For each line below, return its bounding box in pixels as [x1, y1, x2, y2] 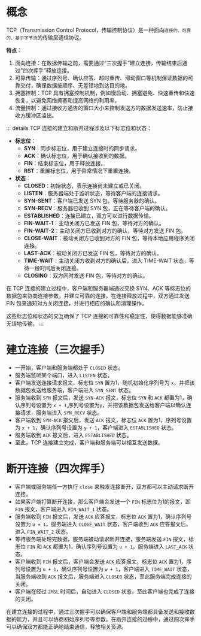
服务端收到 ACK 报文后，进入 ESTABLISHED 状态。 [14, 431, 132, 438]
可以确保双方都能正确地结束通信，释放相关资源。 [6, 623, 127, 630]
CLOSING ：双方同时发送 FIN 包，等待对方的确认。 [23, 272, 148, 279]
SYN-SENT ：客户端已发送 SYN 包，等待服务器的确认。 [23, 197, 160, 204]
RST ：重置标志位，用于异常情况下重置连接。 [23, 167, 135, 174]
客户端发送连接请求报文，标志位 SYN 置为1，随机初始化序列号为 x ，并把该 [14, 378, 195, 386]
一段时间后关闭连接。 [29, 264, 82, 271]
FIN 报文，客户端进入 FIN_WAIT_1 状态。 [14, 505, 112, 513]
